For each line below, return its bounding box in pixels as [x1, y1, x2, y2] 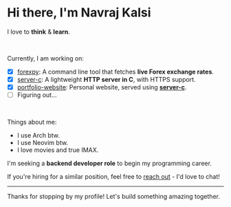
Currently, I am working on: [7, 54, 85, 63]
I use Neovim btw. [16, 139, 69, 147]
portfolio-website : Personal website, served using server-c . [16, 83, 187, 91]
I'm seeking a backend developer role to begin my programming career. [7, 160, 212, 168]
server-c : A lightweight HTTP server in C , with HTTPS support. [16, 76, 196, 83]
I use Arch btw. [16, 131, 60, 140]
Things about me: [7, 118, 57, 127]
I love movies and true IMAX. [16, 146, 99, 154]
